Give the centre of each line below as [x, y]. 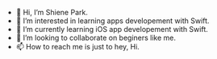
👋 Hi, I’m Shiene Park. [52, 12]
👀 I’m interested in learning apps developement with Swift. [113, 21]
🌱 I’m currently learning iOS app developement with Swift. [112, 29]
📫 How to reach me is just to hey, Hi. [77, 47]
